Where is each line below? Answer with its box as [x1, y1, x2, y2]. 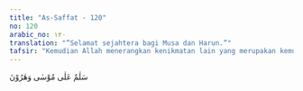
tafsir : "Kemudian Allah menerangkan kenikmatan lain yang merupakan [9, 47, 277, 56]
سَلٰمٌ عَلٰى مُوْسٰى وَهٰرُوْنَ [9, 71, 88, 82]
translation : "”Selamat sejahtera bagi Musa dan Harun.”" [9, 38, 232, 48]
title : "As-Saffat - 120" [9, 13, 106, 23]
